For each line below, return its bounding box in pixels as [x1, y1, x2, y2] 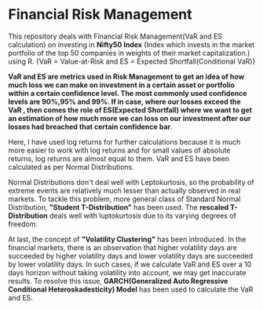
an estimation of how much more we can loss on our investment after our [8, 113, 251, 123]
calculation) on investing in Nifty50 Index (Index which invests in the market [8, 39, 255, 49]
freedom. [8, 219, 38, 229]
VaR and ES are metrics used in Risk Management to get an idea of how [8, 72, 245, 81]
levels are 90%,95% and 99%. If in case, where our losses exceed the [8, 97, 241, 106]
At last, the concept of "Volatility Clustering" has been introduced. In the [8, 234, 247, 244]
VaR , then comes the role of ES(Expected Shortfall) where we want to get [8, 105, 253, 115]
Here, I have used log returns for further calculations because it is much [8, 137, 241, 146]
